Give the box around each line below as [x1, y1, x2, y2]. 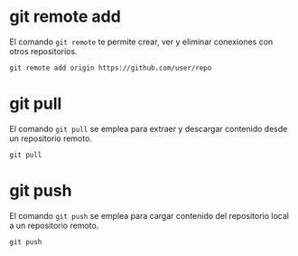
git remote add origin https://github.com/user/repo [9, 63, 212, 72]
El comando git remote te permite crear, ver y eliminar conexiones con [9, 36, 274, 47]
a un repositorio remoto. [9, 220, 99, 231]
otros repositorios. [9, 45, 79, 56]
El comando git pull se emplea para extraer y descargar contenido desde [9, 123, 288, 134]
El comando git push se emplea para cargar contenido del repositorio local [9, 210, 289, 221]
